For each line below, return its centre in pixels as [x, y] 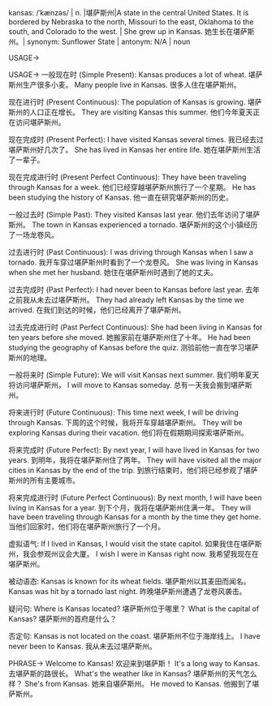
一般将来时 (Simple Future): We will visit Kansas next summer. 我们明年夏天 [134, 375]
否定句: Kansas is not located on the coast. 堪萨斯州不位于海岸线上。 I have [135, 636]
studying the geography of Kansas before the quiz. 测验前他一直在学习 [127, 347]
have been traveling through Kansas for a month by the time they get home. [135, 517]
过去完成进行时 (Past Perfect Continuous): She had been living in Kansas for [136, 327]
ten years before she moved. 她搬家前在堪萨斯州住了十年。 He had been [130, 337]
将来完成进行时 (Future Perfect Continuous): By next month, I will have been [135, 497]
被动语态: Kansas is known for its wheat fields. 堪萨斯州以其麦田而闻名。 [130, 581]
